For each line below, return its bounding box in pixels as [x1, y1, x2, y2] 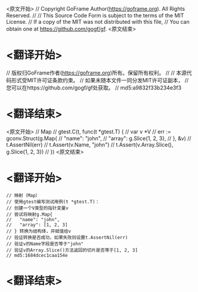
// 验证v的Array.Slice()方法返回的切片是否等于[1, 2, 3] [6, 247, 138, 253]
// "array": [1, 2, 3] [6, 222, 68, 228]
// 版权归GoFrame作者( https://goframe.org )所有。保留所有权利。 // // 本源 [6, 69, 187, 76]
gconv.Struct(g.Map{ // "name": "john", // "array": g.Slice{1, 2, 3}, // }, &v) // [6, 135, 192, 142]
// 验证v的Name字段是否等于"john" [6, 241, 84, 247]
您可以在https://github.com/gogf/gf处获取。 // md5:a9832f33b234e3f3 [6, 84, 182, 91]
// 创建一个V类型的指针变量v [6, 205, 69, 211]
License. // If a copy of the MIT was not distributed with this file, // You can [6, 18, 190, 25]
